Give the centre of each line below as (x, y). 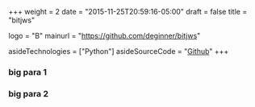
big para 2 (29, 93)
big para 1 (27, 72)
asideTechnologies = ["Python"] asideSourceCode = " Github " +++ (119, 51)
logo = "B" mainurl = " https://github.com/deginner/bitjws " (105, 36)
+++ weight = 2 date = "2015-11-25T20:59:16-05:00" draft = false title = (128, 12)
